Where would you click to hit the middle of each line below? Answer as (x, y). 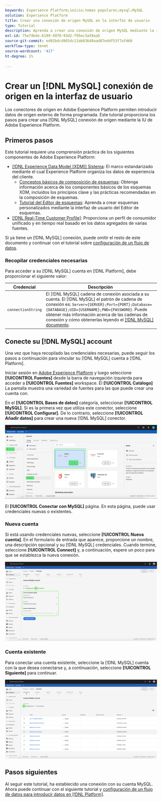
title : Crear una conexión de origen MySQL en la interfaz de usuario (77, 20)
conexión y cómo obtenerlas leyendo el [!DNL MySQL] (100, 320)
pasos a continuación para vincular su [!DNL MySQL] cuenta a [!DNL (73, 358)
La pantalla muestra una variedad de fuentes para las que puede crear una (79, 388)
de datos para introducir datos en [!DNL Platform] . (55, 794)
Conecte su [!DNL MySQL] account (59, 342)
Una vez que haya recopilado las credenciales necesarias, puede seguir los (80, 353)
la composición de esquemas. (49, 197)
